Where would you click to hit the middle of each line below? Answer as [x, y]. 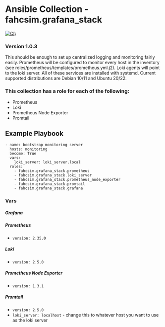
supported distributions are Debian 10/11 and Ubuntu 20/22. [66, 79]
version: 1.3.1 [28, 286]
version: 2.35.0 [29, 238]
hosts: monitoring [29, 149]
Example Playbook [34, 133]
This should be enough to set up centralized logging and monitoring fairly [80, 57]
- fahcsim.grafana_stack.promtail [50, 184]
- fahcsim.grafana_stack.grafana [49, 188]
